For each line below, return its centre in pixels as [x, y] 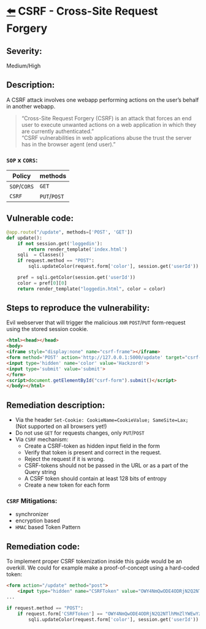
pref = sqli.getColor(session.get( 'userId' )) [77, 278]
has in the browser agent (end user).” [68, 144]
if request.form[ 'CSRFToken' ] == [60, 614]
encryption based [37, 520]
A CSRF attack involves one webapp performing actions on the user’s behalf [103, 100]
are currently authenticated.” [57, 131]
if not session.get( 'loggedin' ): [60, 243]
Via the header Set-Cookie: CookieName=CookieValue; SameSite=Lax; [102, 420]
